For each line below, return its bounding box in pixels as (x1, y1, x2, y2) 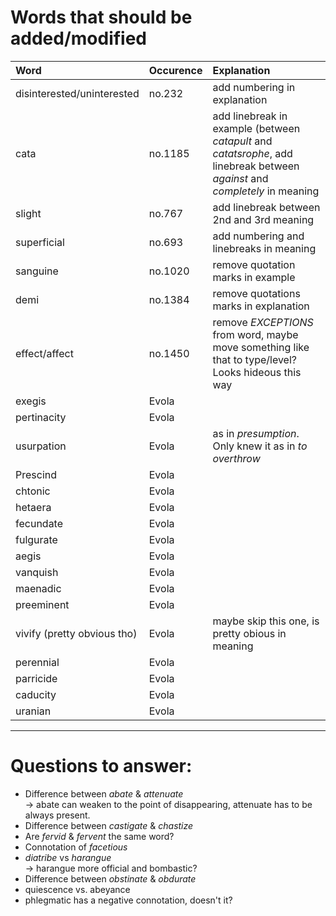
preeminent (15, 597, 70, 611)
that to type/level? (212, 352, 297, 366)
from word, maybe (212, 327, 299, 341)
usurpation (15, 439, 67, 453)
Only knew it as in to (212, 439, 308, 453)
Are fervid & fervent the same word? (24, 830, 175, 842)
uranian (15, 704, 52, 718)
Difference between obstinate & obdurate (24, 872, 197, 885)
